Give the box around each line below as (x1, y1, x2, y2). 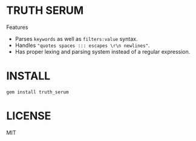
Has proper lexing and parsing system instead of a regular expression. (15, 48, 191, 55)
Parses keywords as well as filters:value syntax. (15, 35, 138, 42)
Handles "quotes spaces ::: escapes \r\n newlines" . (15, 42, 150, 49)
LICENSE (6, 109, 51, 123)
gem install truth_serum (6, 89, 69, 95)
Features (6, 23, 28, 31)
